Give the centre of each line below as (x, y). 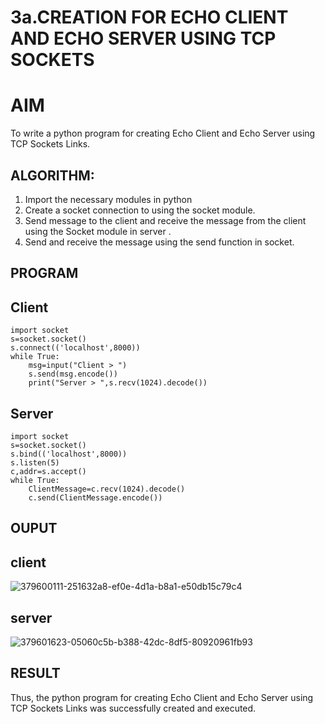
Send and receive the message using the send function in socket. (159, 242)
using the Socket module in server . (98, 231)
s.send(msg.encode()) (73, 374)
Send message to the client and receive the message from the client (165, 220)
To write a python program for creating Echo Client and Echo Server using (163, 133)
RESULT (35, 673)
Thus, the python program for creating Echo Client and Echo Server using (162, 697)
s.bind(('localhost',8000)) (69, 454)
